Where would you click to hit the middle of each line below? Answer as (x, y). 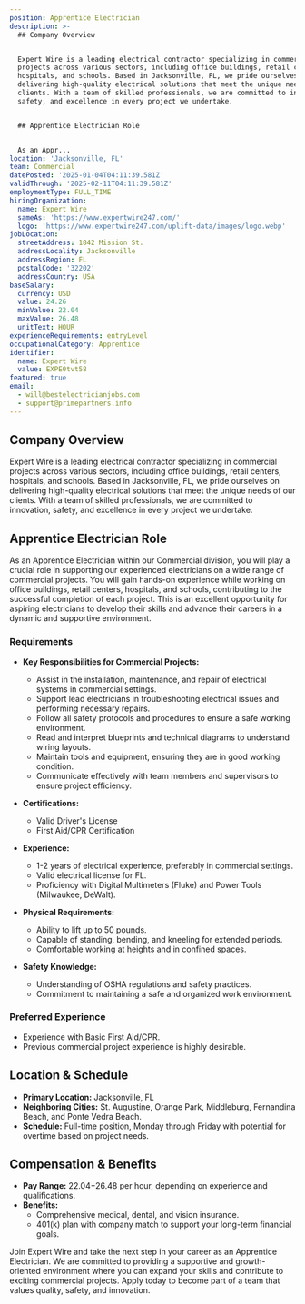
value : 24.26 (42, 302)
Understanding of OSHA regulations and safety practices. (144, 984)
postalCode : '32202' (56, 268)
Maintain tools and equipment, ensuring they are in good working (158, 756)
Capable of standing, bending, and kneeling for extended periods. (159, 939)
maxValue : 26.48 (48, 319)
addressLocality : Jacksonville (77, 252)
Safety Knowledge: (59, 966)
